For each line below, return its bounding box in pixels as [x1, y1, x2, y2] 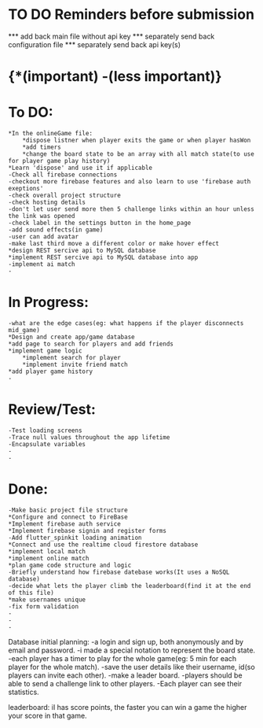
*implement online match [8, 554, 89, 562]
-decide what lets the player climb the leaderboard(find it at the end [8, 582, 251, 589]
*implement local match [8, 547, 86, 556]
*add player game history [8, 368, 93, 375]
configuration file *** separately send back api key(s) [8, 39, 181, 49]
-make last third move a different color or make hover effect [8, 240, 220, 248]
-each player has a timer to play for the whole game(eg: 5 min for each [8, 653, 237, 663]
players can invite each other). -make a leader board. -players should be [8, 671, 243, 680]
